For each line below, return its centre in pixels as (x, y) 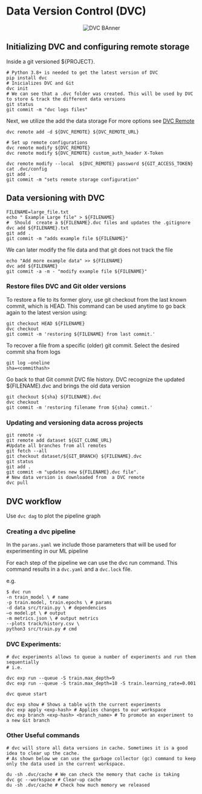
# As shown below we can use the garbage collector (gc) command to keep (101, 758)
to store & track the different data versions (66, 99)
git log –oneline (28, 363)
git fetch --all (27, 451)
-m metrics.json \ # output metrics (52, 619)
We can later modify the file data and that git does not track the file (90, 250)
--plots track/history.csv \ (43, 624)
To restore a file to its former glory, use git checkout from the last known (96, 299)
